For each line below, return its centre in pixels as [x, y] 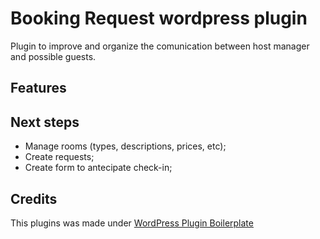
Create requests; [59, 157]
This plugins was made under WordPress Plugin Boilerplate [132, 223]
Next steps [45, 122]
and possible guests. [53, 56]
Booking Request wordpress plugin [159, 18]
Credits [34, 198]
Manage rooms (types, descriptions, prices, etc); [125, 146]
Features [38, 88]
